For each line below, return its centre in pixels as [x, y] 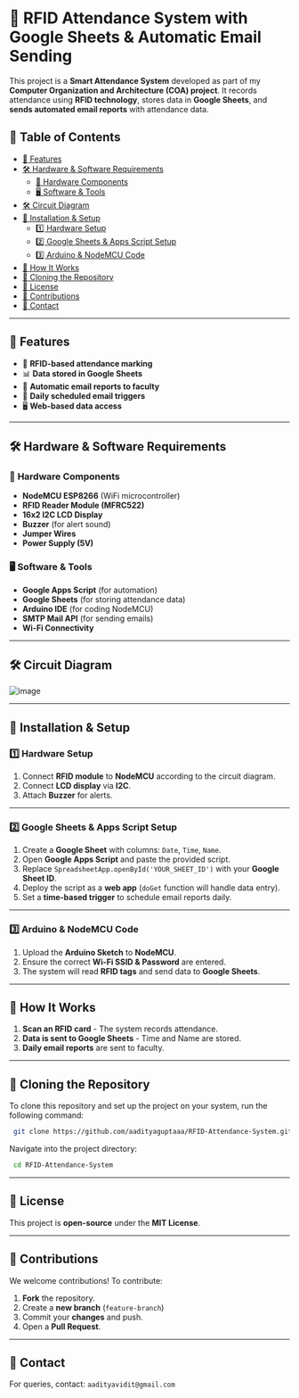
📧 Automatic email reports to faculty [91, 386]
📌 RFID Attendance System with [129, 18]
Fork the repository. [58, 1298]
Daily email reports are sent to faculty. [93, 1048]
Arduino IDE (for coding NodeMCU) [88, 608]
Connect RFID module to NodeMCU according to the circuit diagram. [149, 776]
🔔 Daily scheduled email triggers [83, 395]
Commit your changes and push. [83, 1317]
